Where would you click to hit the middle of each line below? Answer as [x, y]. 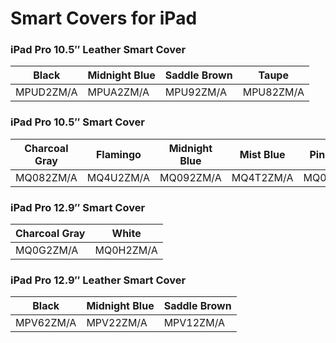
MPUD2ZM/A [46, 92]
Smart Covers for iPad [104, 18]
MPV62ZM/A [46, 323]
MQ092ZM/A [190, 177]
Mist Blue [262, 154]
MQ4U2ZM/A [118, 177]
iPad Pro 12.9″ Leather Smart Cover [98, 280]
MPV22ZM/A [117, 323]
